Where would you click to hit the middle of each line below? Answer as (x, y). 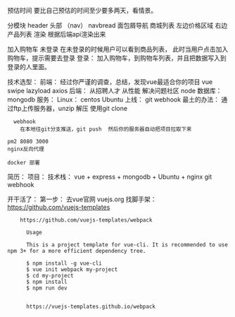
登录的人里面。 (29, 67)
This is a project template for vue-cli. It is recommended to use (127, 245)
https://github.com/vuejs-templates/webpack (86, 220)
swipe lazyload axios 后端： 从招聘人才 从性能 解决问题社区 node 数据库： (115, 91)
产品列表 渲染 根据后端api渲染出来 (57, 34)
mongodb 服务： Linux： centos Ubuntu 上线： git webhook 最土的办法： (114, 100)
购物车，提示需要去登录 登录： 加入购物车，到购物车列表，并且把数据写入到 (117, 58)
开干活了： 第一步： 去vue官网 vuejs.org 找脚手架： (82, 199)
